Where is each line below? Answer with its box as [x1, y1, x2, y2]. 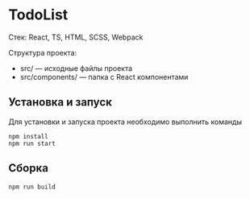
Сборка [8, 161, 48, 175]
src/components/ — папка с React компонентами [19, 72, 189, 81]
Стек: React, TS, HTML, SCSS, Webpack [8, 32, 144, 42]
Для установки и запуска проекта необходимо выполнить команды [8, 117, 242, 126]
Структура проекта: [8, 48, 77, 57]
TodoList [8, 6, 69, 24]
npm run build [8, 183, 56, 191]
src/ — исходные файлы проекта [19, 63, 133, 73]
